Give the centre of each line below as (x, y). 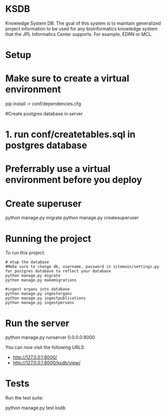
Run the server (37, 323)
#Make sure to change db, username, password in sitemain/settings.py (82, 267)
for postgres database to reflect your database (58, 271)
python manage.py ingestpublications (46, 298)
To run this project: (25, 253)
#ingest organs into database (38, 289)
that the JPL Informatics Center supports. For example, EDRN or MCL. (79, 34)
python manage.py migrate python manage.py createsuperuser (72, 218)
